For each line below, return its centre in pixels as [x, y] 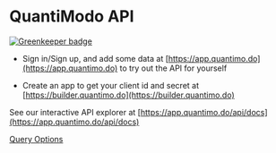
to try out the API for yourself [173, 68]
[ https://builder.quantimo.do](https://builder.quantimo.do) [128, 95]
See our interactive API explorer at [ [75, 112]
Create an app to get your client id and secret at [111, 85]
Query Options [36, 139]
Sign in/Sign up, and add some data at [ [95, 58]
